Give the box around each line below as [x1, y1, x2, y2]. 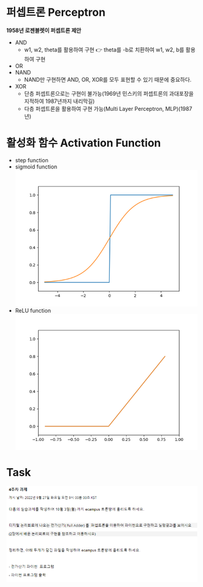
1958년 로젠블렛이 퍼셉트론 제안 [6, 27, 82, 34]
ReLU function [15, 307, 52, 314]
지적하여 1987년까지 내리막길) [24, 98, 95, 105]
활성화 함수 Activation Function [6, 136, 161, 150]
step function [15, 156, 48, 164]
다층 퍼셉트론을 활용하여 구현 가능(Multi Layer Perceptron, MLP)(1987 [24, 105, 193, 112]
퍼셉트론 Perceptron [6, 5, 106, 19]
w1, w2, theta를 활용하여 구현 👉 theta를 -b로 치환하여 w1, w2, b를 [24, 46, 185, 53]
